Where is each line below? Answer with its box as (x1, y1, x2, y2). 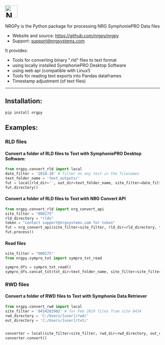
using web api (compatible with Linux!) (12, 67, 91, 74)
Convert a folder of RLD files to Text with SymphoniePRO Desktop (5, 151, 141, 156)
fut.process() (5, 230, 34, 234)
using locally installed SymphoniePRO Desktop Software (12, 62, 126, 68)
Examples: (5, 123, 38, 132)
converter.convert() (5, 336, 48, 341)
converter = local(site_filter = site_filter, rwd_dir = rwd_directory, (5, 331, 148, 336)
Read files (5, 240, 26, 246)
